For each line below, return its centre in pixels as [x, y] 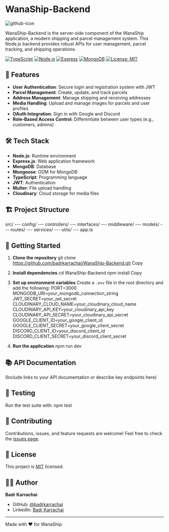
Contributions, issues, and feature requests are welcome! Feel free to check [84, 433]
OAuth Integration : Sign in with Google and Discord [66, 114]
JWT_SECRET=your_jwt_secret [45, 299]
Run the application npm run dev [47, 346]
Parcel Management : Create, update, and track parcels [70, 92]
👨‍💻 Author [22, 482]
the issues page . [22, 439]
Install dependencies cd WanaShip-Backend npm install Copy [77, 273]
